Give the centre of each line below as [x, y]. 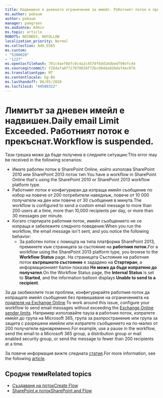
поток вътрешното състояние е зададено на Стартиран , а [81, 262]
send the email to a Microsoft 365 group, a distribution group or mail [73, 334]
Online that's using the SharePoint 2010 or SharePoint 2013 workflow [81, 180]
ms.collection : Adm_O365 [30, 46]
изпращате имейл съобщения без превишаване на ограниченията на [77, 297]
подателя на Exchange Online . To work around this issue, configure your [77, 303]
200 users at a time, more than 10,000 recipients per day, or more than [83, 211]
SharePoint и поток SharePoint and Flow [52, 391]
